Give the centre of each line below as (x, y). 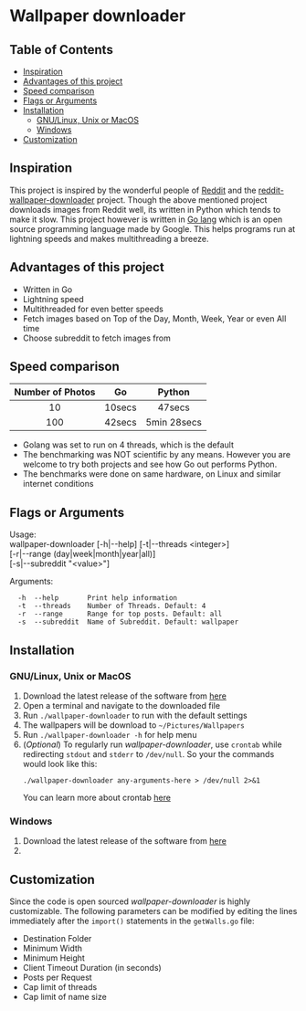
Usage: (23, 534)
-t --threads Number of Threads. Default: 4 (112, 606)
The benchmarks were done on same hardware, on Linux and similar (152, 474)
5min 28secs (174, 423)
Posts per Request (58, 977)
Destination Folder (57, 939)
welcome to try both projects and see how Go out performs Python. (150, 464)
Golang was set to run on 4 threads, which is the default (128, 445)
